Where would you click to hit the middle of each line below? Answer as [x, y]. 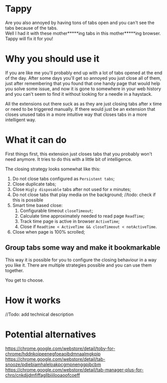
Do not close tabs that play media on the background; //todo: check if [84, 195]
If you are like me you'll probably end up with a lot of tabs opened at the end [84, 73]
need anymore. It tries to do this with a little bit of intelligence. [69, 159]
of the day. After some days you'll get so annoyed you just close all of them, [83, 78]
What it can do [36, 140]
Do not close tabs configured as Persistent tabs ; [63, 178]
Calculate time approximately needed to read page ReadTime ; [82, 216]
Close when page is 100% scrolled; [48, 232]
